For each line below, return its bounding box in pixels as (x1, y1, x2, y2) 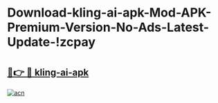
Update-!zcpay (7, 35, 96, 50)
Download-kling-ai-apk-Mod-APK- (7, 5, 212, 21)
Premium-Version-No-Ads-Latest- (7, 19, 210, 35)
